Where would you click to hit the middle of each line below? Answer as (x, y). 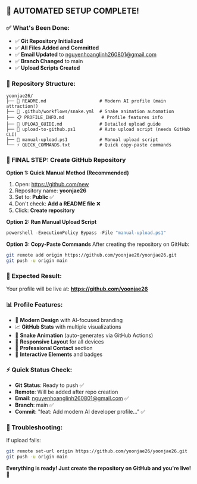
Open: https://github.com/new (52, 185)
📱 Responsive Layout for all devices (59, 341)
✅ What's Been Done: (38, 28)
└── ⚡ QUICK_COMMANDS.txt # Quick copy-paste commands (89, 145)
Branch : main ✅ (34, 405)
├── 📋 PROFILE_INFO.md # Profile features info (85, 117)
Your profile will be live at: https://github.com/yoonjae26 (77, 289)
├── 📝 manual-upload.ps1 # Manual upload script (82, 140)
